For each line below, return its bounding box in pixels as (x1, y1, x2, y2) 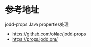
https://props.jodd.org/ (12, 36, 58, 42)
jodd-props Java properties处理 (5, 21, 69, 27)
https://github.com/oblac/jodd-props (12, 31, 86, 37)
